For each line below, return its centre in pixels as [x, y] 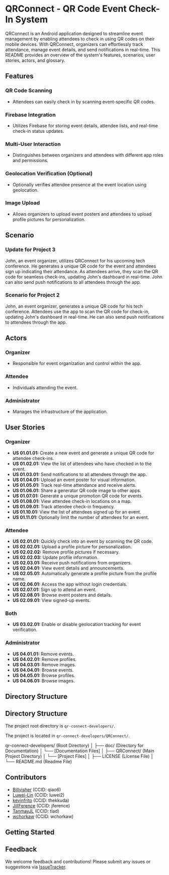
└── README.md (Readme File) [38, 761]
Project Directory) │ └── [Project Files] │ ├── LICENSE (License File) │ [79, 756]
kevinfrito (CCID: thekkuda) [41, 800]
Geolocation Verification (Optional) [49, 174]
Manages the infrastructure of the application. [60, 411]
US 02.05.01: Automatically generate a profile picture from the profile [84, 574]
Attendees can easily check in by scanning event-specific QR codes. [84, 101]
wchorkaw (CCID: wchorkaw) [43, 816]
